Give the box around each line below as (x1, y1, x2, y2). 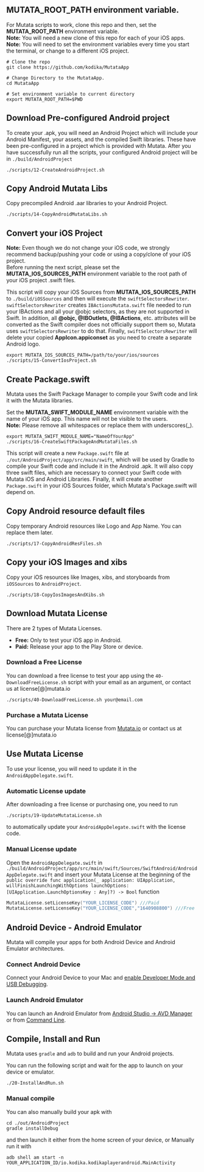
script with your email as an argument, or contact (68, 678, 191, 686)
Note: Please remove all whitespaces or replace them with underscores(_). (6, 421, 194, 429)
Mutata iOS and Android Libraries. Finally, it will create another (6, 476, 163, 483)
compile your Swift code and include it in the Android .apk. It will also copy (6, 462, 194, 470)
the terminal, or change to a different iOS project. (6, 47, 130, 54)
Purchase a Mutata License (6, 711, 89, 719)
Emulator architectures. (6, 945, 65, 952)
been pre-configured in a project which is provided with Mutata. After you (6, 142, 191, 149)
